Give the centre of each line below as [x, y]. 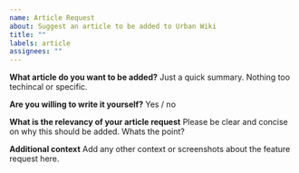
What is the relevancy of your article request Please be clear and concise [149, 122]
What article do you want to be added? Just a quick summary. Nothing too [150, 77]
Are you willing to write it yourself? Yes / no [93, 104]
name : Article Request [52, 18]
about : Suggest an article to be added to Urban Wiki [113, 26]
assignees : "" [36, 52]
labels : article [40, 43]
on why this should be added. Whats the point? [97, 131]
